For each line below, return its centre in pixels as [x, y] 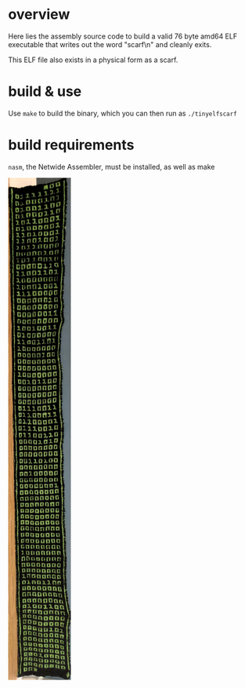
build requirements [71, 145]
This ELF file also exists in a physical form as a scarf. [93, 60]
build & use [45, 91]
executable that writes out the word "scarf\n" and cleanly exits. [110, 44]
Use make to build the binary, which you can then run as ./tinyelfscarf [122, 113]
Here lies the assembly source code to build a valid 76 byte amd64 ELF [122, 36]
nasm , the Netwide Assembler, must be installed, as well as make [112, 167]
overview [39, 15]
